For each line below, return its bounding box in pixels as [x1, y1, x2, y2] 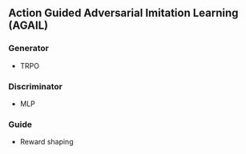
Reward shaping [19, 137, 74, 147]
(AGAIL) [8, 19, 49, 33]
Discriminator [8, 81, 63, 92]
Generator [8, 43, 50, 54]
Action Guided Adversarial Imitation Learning [8, 6, 239, 20]
